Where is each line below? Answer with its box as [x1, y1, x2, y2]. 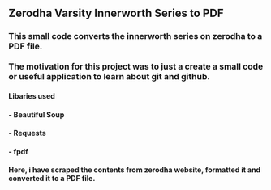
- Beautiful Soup [8, 109, 65, 120]
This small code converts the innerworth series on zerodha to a [8, 31, 263, 42]
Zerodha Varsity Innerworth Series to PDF [8, 6, 224, 20]
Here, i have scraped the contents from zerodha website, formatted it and [8, 165, 261, 175]
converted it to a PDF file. [8, 174, 96, 184]
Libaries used [8, 91, 55, 100]
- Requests [8, 129, 46, 138]
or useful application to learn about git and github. [8, 71, 211, 82]
